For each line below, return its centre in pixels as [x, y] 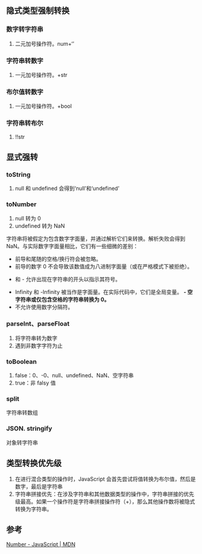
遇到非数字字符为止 [39, 345]
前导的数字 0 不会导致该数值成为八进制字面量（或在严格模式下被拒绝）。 [104, 266]
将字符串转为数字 [36, 338]
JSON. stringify [29, 428]
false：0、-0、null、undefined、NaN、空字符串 [74, 376]
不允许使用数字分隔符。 [44, 307]
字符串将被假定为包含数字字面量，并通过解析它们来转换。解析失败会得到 [96, 239]
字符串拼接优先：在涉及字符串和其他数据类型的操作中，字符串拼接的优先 [104, 494]
